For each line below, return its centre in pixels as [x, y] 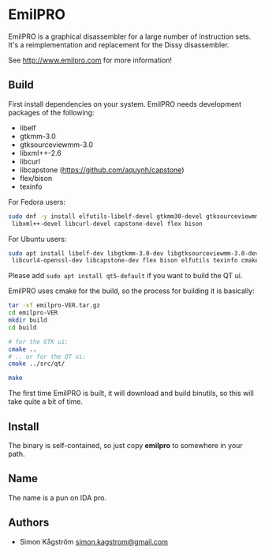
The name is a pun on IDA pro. [58, 497]
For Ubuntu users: [37, 239]
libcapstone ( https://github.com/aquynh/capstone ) [102, 170]
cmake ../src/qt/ [37, 364]
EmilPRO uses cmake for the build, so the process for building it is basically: [131, 291]
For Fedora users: [37, 202]
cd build [22, 327]
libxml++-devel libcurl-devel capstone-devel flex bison [107, 224]
